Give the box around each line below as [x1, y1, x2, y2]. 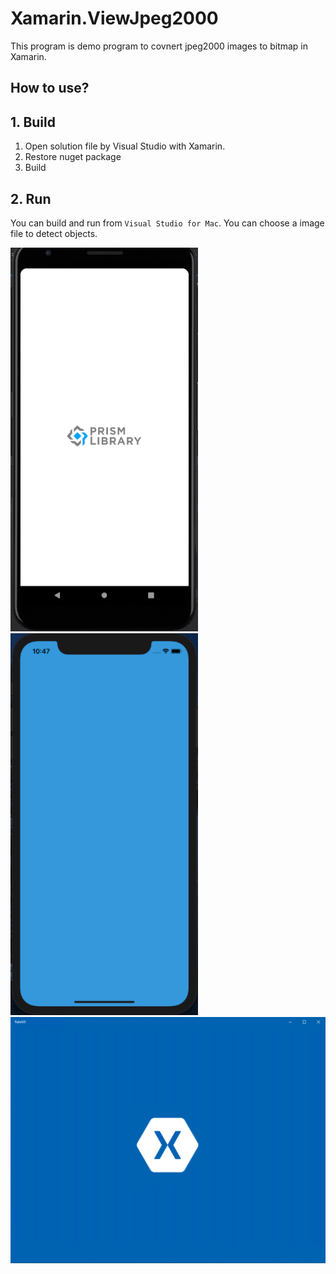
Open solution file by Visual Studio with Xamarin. [24, 140, 226, 152]
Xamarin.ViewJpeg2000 [10, 7, 219, 30]
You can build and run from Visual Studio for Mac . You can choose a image [10, 217, 325, 229]
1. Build [10, 113, 56, 131]
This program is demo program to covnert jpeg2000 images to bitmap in [10, 40, 309, 52]
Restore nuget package [24, 151, 122, 163]
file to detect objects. [10, 227, 98, 239]
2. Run [10, 190, 52, 207]
